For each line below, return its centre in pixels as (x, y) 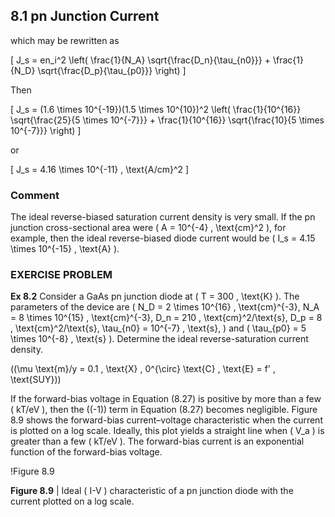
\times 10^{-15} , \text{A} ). (65, 249)
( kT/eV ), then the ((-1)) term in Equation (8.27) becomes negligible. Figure (164, 410)
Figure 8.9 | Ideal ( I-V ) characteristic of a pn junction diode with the (152, 491)
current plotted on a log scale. (72, 501)
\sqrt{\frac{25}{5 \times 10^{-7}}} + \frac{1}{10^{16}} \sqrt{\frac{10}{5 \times (167, 120)
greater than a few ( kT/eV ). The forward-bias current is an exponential (157, 441)
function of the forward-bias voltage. (86, 452)
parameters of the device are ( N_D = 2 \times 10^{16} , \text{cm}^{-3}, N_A (165, 307)
